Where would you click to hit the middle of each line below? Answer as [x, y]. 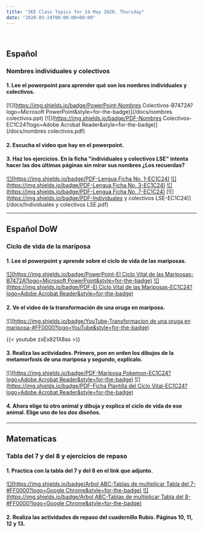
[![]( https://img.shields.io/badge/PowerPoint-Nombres [74, 105]
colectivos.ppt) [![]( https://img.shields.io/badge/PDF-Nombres [84, 118]
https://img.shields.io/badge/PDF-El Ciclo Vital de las [74, 287]
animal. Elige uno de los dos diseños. [54, 412]
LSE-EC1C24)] [173, 198]
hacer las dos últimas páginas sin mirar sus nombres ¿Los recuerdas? [96, 165]
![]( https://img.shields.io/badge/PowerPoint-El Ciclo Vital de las [85, 274]
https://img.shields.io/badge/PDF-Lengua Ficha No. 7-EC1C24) [87, 191]
